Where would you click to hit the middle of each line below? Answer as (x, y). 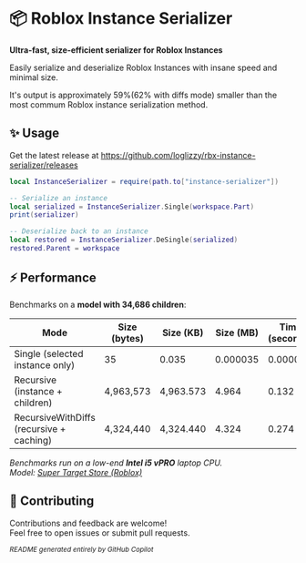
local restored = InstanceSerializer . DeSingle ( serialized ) (124, 240)
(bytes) (127, 338)
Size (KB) (183, 333)
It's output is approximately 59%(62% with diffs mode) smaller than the (143, 95)
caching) (33, 440)
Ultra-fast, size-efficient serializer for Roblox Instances (116, 50)
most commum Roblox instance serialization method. (109, 104)
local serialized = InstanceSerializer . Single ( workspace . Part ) (132, 207)
